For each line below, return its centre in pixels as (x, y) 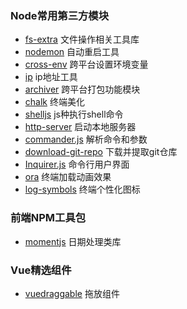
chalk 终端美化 (54, 102)
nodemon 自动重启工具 (72, 52)
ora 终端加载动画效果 (68, 177)
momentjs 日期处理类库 (73, 241)
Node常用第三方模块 (60, 15)
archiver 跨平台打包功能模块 (82, 89)
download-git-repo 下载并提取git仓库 (101, 152)
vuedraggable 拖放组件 (72, 293)
